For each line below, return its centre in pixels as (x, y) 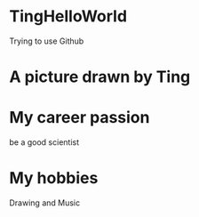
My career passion (80, 118)
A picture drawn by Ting (100, 77)
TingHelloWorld (68, 16)
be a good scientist (44, 142)
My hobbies (54, 178)
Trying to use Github (47, 41)
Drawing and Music (45, 203)
